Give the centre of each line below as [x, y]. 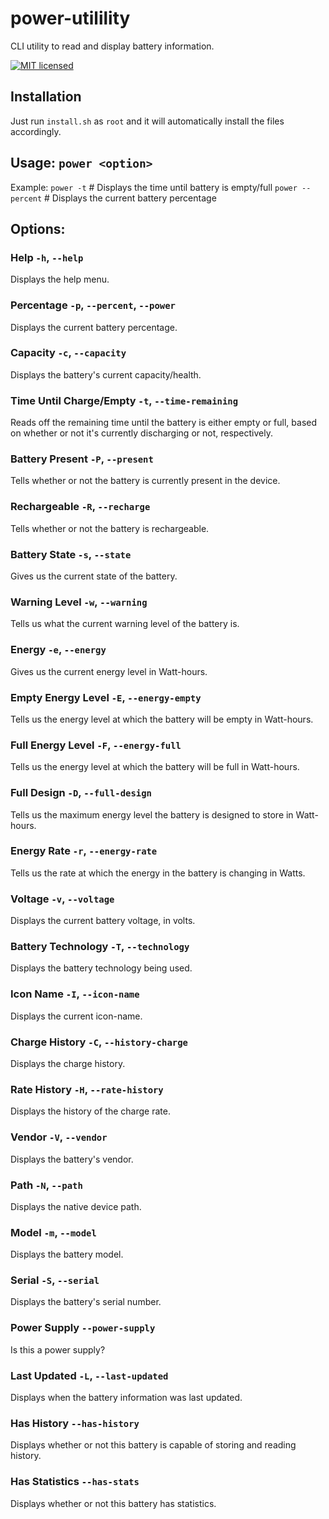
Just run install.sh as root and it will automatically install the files [147, 121]
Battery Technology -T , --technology [100, 947]
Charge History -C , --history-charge [99, 1042]
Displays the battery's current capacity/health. [106, 374]
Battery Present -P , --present [82, 459]
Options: [38, 228]
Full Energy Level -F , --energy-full [96, 745]
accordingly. [36, 131]
